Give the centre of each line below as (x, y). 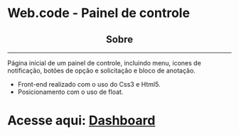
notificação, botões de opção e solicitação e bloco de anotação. (101, 70)
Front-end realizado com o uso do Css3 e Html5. (89, 84)
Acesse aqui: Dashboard (81, 120)
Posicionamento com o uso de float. (70, 92)
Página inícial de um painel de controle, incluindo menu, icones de (104, 63)
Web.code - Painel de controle (99, 13)
